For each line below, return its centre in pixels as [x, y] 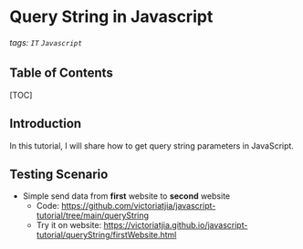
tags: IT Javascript [46, 42]
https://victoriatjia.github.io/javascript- [176, 225]
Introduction [46, 124]
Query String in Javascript [111, 17]
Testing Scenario [59, 175]
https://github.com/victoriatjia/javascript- [138, 206]
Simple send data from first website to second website [126, 196]
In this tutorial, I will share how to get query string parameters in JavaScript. [152, 145]
